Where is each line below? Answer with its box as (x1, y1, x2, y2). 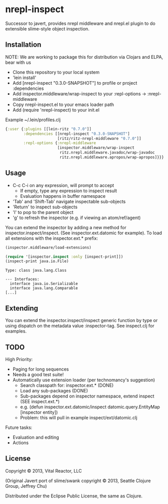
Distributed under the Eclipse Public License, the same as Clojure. (5, 493, 143, 499)
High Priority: (5, 356, 33, 362)
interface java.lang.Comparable (10, 285, 78, 291)
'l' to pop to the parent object (12, 209, 74, 215)
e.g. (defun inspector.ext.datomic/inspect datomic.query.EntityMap (20, 404, 160, 410)
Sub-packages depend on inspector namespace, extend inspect (20, 393, 154, 399)
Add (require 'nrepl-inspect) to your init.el (12, 106, 100, 113)
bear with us (5, 59, 31, 65)
